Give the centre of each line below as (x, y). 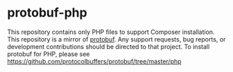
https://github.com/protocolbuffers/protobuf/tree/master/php (94, 61)
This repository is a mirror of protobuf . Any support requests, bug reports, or (116, 39)
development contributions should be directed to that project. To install (109, 46)
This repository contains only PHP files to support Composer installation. (111, 32)
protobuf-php (48, 13)
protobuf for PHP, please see (49, 54)
